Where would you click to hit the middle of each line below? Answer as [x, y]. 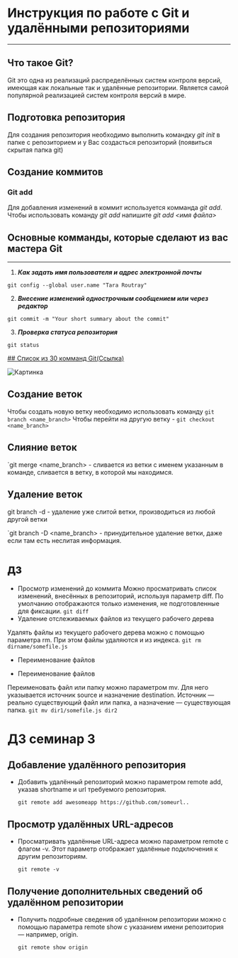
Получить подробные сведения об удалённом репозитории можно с [122, 920]
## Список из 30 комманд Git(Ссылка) [66, 358]
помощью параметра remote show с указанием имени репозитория [121, 927]
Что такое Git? [40, 63]
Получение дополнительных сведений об [105, 891]
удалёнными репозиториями [98, 28]
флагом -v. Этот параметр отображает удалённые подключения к [118, 849]
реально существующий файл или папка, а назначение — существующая [119, 703]
